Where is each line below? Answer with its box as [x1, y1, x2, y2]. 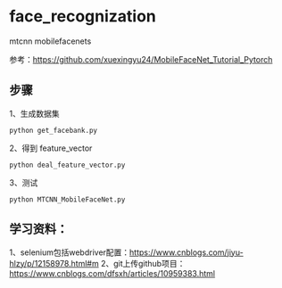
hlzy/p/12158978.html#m [9, 258, 100, 268]
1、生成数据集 [9, 108, 60, 119]
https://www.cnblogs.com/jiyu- [129, 247, 244, 258]
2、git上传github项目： [101, 258, 186, 268]
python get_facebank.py [9, 126, 98, 135]
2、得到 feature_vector [9, 143, 93, 153]
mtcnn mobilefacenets [9, 36, 92, 46]
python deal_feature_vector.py [9, 160, 126, 169]
